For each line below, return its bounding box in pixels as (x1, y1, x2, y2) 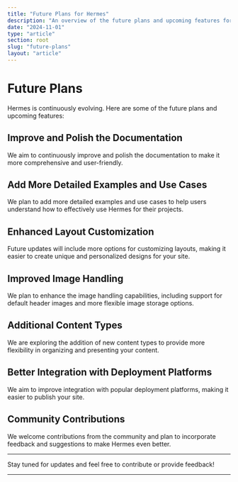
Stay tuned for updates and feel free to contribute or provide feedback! (7, 460, 215, 469)
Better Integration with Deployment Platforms (7, 366, 212, 379)
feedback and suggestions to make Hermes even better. (7, 439, 171, 448)
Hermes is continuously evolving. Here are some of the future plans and (7, 103, 217, 112)
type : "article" (7, 30, 55, 38)
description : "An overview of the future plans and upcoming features (7, 17, 220, 24)
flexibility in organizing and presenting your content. (7, 345, 159, 354)
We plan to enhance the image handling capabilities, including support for (7, 291, 223, 300)
